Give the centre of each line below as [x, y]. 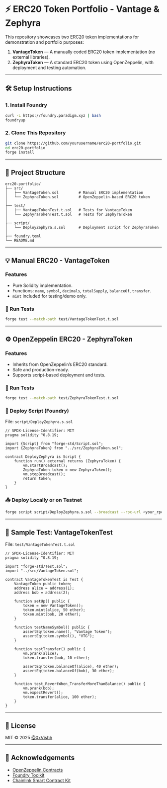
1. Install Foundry [26, 105]
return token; [38, 479]
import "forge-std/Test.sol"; [37, 567]
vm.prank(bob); [39, 689]
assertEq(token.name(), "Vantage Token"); [68, 632]
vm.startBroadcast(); [45, 466]
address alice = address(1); [44, 588]
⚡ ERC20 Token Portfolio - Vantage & [83, 9]
